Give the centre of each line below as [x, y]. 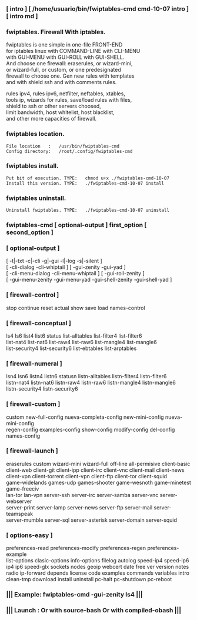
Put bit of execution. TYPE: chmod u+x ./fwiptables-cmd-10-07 [88, 178]
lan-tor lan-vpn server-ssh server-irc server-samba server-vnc [82, 495]
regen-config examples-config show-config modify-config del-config [91, 429]
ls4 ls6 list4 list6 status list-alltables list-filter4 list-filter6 [74, 336]
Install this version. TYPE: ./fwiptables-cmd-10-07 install [85, 183]
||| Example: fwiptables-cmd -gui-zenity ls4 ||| [74, 595]
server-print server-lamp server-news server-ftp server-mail [79, 507]
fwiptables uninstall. [36, 198]
